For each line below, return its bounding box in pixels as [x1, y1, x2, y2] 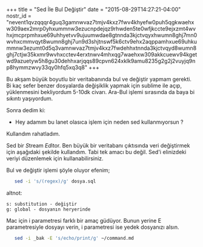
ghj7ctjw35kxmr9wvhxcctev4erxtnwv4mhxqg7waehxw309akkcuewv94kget [6, 51, 198, 58]
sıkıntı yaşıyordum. [6, 95, 53, 102]
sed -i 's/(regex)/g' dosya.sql [14, 178, 96, 184]
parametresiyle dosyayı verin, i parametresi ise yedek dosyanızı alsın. [6, 223, 179, 231]
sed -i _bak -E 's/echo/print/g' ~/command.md [14, 235, 135, 241]
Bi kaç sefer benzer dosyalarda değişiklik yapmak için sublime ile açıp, [6, 82, 182, 89]
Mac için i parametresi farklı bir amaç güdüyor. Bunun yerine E [6, 217, 162, 224]
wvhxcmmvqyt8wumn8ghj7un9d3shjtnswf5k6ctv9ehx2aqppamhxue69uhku [6, 38, 198, 45]
